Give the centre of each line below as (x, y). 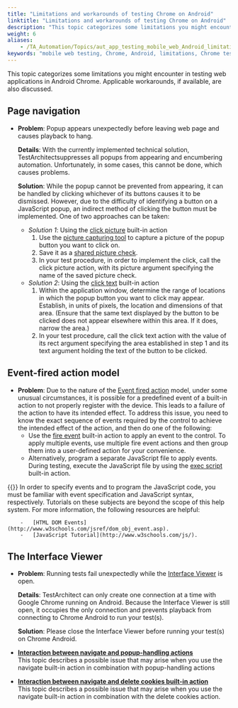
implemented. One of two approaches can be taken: (93, 216)
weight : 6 (22, 34)
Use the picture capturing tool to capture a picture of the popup (131, 237)
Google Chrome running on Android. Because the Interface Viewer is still (124, 603)
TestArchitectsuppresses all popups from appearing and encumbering (120, 157)
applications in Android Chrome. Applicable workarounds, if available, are (114, 81)
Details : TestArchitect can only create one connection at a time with (117, 595)
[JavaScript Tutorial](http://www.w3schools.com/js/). (115, 535)
